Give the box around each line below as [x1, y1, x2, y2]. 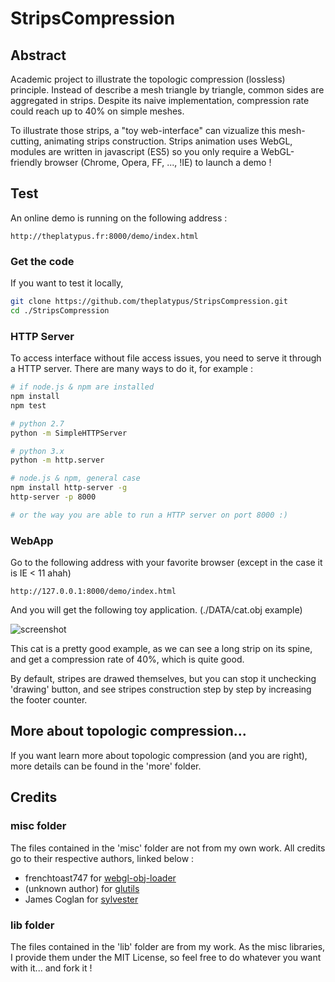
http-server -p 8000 [10, 492, 97, 502]
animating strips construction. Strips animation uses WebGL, [43, 135, 293, 147]
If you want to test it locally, [10, 277, 124, 289]
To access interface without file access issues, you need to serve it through [10, 352, 322, 364]
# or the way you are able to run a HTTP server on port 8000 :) [10, 510, 288, 520]
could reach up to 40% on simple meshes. [10, 105, 185, 117]
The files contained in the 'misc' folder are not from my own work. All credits [10, 842, 326, 854]
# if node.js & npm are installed [10, 382, 155, 392]
